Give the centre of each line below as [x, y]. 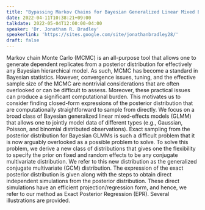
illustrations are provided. [38, 200]
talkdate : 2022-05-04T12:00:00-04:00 [54, 23]
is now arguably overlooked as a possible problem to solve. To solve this [97, 142]
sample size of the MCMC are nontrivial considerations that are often [93, 84]
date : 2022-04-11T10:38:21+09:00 [49, 18]
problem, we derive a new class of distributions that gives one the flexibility [101, 148]
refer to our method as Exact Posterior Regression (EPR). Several [88, 194]
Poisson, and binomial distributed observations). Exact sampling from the [98, 129]
